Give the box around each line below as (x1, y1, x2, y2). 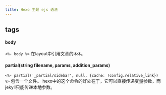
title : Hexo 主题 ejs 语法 (5, 7, 58, 12)
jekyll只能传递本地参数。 (5, 84, 55, 90)
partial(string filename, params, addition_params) (5, 62, 111, 68)
